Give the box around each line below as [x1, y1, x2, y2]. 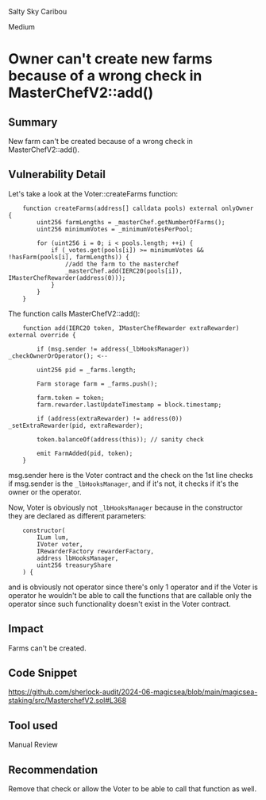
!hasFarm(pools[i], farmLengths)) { [8, 253, 129, 261]
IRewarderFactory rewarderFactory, [37, 547, 155, 555]
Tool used [8, 719, 58, 732]
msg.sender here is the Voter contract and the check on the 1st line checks [8, 470, 253, 480]
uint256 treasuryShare [37, 561, 112, 569]
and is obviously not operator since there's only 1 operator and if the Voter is [8, 582, 258, 592]
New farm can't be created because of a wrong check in [8, 137, 193, 146]
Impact [8, 622, 44, 635]
